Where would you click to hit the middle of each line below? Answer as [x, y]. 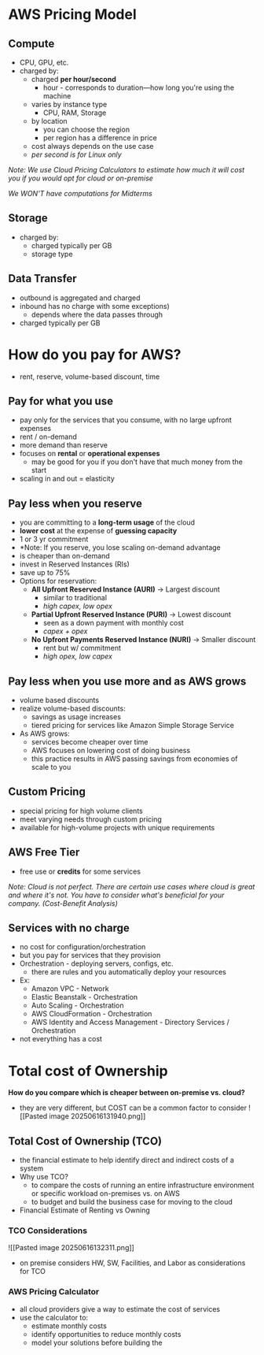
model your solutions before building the [97, 1342]
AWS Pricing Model [72, 15]
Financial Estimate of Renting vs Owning [85, 1210]
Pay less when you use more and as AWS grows [127, 681]
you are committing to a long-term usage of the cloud [107, 522]
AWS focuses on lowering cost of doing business [111, 750]
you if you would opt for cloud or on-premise [81, 178]
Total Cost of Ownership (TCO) [85, 1141]
